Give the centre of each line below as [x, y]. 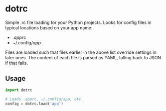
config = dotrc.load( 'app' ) [34, 104]
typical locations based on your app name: [49, 27]
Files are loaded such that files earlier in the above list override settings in [81, 52]
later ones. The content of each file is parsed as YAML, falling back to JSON [83, 57]
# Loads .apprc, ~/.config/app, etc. [44, 99]
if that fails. [17, 63]
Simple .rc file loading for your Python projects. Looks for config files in [78, 22]
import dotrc [19, 90]
